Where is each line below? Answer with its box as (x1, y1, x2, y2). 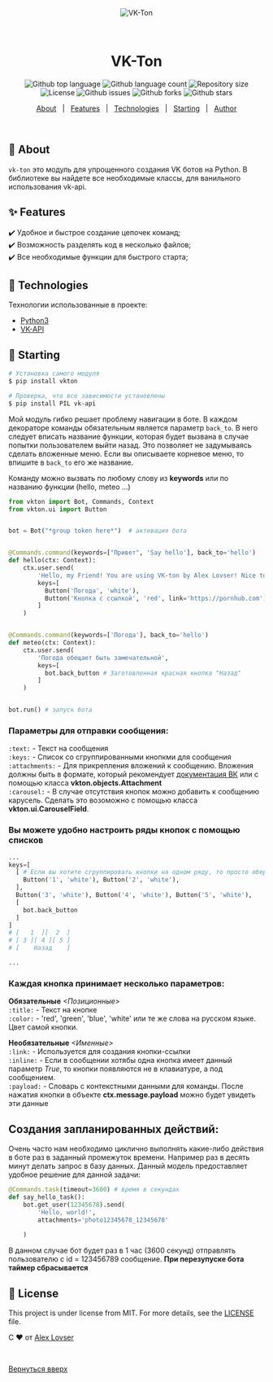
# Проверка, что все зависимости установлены (8, 391, 165, 400)
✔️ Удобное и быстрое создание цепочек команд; (8, 227, 181, 237)
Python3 (19, 316, 49, 326)
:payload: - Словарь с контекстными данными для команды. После (8, 1082, 244, 1091)
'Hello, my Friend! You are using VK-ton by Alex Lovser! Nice (37, 571, 256, 579)
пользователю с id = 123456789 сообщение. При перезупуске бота (8, 1254, 245, 1264)
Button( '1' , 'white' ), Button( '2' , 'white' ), (23, 876, 180, 884)
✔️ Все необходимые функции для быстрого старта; (8, 251, 188, 261)
